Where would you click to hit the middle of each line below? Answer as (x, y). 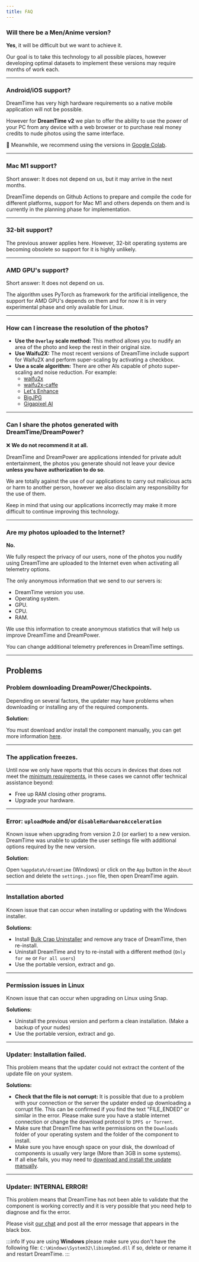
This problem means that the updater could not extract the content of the (95, 1068)
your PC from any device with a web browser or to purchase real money (94, 127)
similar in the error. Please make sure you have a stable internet (92, 1116)
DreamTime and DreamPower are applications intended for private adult (94, 457)
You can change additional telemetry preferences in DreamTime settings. (95, 647)
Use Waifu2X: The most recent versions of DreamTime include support (102, 354)
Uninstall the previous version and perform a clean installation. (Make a (101, 1021)
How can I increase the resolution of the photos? (77, 328)
